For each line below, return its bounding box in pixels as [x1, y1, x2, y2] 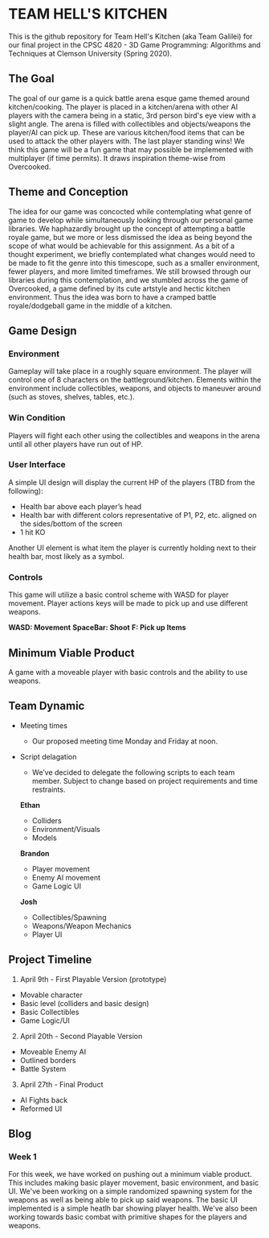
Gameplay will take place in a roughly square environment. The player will [8, 366, 252, 376]
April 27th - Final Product [19, 1079, 104, 1089]
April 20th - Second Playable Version [19, 1031, 143, 1041]
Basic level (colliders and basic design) [19, 998, 150, 1008]
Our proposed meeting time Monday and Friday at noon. [31, 736, 218, 746]
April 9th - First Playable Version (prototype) [19, 974, 167, 983]
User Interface [8, 459, 66, 470]
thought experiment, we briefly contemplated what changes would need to [8, 249, 255, 259]
